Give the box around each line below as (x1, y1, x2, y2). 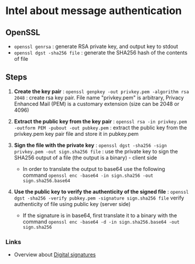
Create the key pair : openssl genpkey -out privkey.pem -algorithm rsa (13, 88, 189, 95)
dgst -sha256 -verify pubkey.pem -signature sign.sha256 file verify (13, 194, 184, 201)
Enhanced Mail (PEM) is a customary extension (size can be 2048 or (13, 100, 180, 107)
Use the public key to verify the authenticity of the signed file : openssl (13, 188, 189, 195)
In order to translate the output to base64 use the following (22, 165, 165, 172)
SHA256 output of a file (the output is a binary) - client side (13, 154, 158, 161)
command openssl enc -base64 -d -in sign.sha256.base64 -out (22, 218, 180, 225)
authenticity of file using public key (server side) (13, 200, 131, 207)
